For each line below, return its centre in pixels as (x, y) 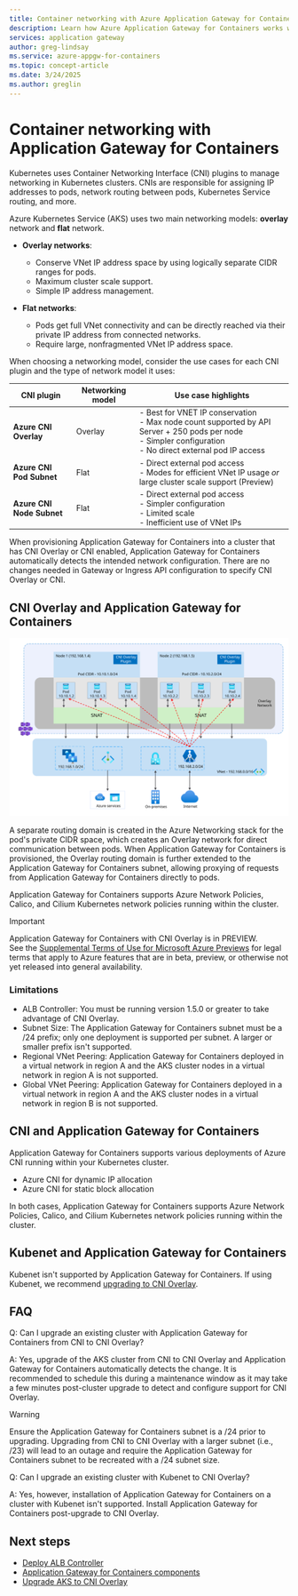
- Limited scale (167, 513)
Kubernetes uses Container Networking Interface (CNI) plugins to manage (145, 172)
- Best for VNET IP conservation (198, 412)
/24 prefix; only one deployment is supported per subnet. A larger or (147, 1037)
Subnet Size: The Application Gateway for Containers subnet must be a (152, 1027)
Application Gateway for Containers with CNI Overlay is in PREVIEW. (133, 938)
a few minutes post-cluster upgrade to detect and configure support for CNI (148, 1388)
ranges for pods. (66, 272)
